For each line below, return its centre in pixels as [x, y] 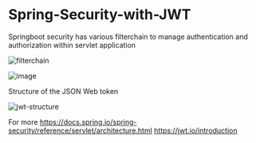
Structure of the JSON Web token [63, 91]
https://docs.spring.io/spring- [88, 122]
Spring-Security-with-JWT [100, 15]
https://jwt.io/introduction [196, 130]
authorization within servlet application [72, 44]
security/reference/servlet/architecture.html [81, 130]
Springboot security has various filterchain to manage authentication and [128, 37]
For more [23, 122]
